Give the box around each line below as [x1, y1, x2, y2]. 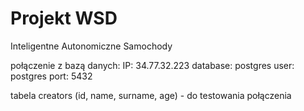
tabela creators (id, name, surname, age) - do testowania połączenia [10, 89, 292, 101]
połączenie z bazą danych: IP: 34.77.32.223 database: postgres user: [10, 59, 295, 71]
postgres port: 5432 [10, 70, 93, 82]
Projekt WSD [10, 7, 118, 30]
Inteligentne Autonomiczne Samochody [10, 40, 173, 52]
